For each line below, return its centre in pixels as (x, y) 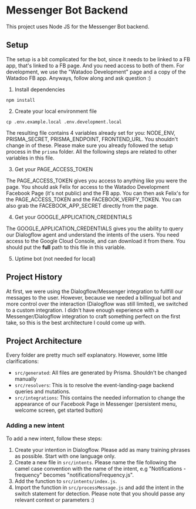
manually (26, 379)
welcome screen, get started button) (59, 410)
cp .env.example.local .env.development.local (64, 122)
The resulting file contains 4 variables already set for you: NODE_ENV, (91, 132)
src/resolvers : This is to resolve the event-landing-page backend (94, 385)
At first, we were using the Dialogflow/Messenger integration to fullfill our (95, 291)
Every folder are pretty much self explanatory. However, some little (87, 355)
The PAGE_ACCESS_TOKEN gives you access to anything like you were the (97, 181)
